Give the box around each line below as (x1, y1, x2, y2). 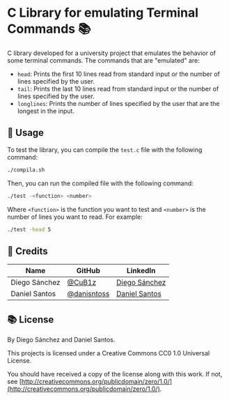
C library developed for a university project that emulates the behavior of (7, 49, 216, 57)
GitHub (76, 266, 101, 276)
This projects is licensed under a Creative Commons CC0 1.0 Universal (7, 349, 210, 357)
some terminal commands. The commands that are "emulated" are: (7, 56, 200, 64)
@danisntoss (67, 289, 110, 299)
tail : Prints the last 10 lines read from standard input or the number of (17, 84, 219, 93)
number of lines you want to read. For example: (7, 213, 143, 221)
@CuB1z (67, 277, 96, 287)
